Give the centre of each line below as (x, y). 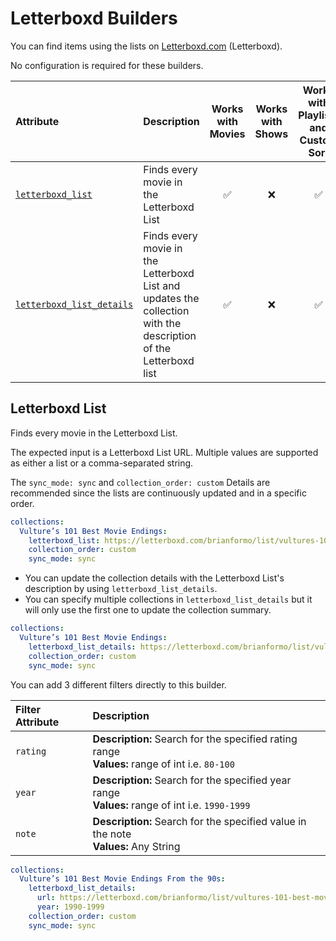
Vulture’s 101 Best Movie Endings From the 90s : (122, 879)
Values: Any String (136, 846)
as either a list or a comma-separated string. (102, 463)
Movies (227, 134)
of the (157, 348)
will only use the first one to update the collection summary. (148, 610)
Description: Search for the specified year (192, 780)
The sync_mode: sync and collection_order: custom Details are (140, 482)
